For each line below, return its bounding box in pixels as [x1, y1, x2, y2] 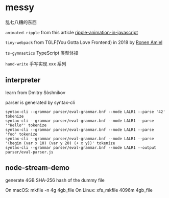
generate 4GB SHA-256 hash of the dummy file [5, 177, 105, 183]
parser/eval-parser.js [5, 149, 54, 155]
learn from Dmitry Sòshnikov [5, 89, 65, 96]
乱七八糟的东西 [5, 19, 37, 25]
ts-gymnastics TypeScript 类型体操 [5, 50, 79, 56]
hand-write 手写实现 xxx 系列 [5, 60, 66, 67]
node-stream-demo [5, 163, 70, 172]
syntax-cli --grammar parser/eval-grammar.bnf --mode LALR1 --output [5, 145, 157, 150]
